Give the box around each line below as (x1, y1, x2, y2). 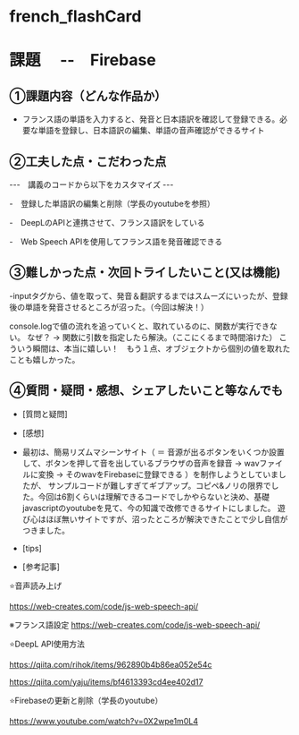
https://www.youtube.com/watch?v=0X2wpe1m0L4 (9, 715, 199, 726)
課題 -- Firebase (9, 50, 156, 71)
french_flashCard (9, 6, 142, 27)
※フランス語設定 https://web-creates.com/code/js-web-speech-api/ (9, 620, 261, 630)
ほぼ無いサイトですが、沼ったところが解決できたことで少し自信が (46, 513, 288, 525)
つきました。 (21, 525, 70, 535)
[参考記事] (21, 561, 61, 572)
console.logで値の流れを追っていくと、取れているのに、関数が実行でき (9, 320, 270, 331)
